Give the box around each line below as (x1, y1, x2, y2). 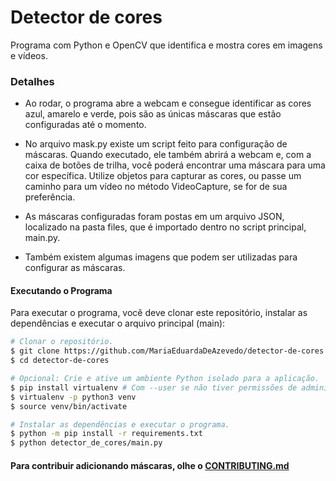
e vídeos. (10, 49, 48, 61)
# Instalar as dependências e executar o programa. (10, 419, 230, 430)
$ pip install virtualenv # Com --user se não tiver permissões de (10, 382, 298, 393)
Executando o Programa (10, 284, 113, 296)
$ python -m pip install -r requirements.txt (10, 429, 203, 439)
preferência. (24, 191, 76, 203)
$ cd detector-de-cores (10, 356, 110, 366)
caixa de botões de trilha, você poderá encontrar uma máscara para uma (24, 159, 326, 171)
